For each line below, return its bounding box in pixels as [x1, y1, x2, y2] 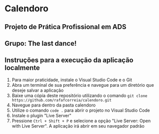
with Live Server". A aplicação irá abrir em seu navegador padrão [11, 123, 145, 129]
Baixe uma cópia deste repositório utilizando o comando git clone [11, 92, 148, 99]
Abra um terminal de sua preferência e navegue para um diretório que [11, 82, 154, 88]
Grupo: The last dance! [4, 39, 77, 47]
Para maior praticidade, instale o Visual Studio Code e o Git [11, 77, 132, 83]
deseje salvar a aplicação [11, 87, 64, 93]
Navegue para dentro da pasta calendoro [11, 102, 96, 108]
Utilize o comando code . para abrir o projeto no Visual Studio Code [11, 107, 150, 113]
